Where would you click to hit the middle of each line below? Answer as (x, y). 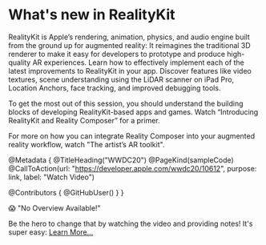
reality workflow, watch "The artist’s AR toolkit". (87, 144)
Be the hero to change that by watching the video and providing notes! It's (131, 223)
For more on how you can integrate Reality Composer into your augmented (131, 136)
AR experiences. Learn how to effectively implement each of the (138, 62)
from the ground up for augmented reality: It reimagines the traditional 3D (129, 45)
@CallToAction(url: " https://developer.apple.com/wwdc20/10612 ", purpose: (133, 168)
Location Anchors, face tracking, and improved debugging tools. (115, 88)
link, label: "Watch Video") (51, 177)
